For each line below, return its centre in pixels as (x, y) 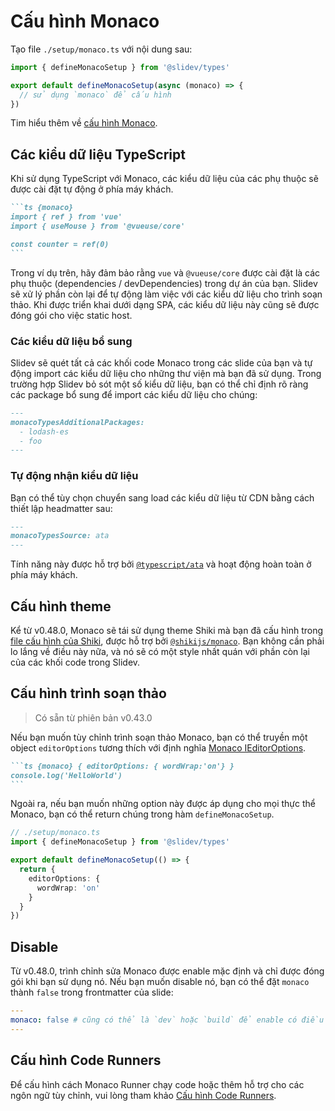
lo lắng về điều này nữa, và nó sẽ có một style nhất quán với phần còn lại (160, 652)
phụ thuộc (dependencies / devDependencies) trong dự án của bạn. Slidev (164, 283)
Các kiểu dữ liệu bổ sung (71, 341)
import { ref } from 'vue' (66, 217)
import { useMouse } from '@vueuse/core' (98, 226)
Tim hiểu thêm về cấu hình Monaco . (84, 123)
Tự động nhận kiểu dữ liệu (74, 476)
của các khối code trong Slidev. (75, 662)
